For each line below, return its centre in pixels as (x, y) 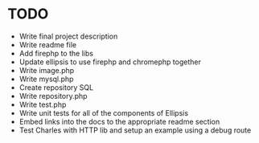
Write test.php (43, 104)
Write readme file (48, 44)
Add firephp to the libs (56, 53)
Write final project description (68, 36)
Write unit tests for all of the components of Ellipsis (104, 112)
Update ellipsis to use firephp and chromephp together (110, 62)
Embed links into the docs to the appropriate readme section (119, 121)
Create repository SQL (56, 87)
